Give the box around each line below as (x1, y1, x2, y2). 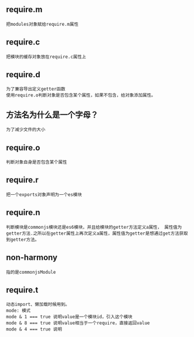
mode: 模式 (6, 308, 31, 314)
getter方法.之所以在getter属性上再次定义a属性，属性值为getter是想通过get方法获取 (6, 231, 188, 236)
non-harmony (6, 253, 58, 263)
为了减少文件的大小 (6, 127, 46, 133)
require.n (6, 208, 41, 218)
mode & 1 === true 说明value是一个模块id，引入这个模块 (6, 314, 133, 320)
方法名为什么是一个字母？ (6, 109, 98, 119)
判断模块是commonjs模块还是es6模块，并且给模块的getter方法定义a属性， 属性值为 (6, 224, 182, 230)
